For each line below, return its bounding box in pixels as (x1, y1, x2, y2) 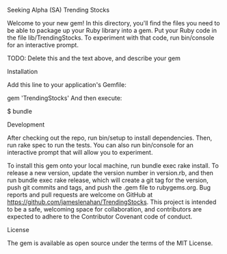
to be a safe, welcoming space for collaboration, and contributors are (7, 205, 202, 213)
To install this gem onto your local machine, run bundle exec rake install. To (7, 162, 219, 170)
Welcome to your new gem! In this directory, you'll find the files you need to (7, 19, 220, 27)
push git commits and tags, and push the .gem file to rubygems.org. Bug (7, 183, 211, 191)
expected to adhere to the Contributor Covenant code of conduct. (7, 212, 193, 220)
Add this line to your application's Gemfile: (7, 81, 126, 88)
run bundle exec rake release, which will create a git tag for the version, (7, 176, 209, 184)
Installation (7, 68, 38, 75)
